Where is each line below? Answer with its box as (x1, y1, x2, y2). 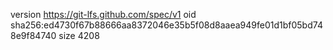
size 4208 (58, 30, 100, 41)
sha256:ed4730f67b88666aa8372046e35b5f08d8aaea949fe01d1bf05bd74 (10, 19, 323, 31)
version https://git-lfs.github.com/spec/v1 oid (10, 9, 197, 20)
